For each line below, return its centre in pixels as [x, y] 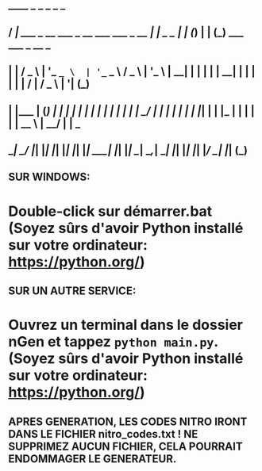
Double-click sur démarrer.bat [110, 211]
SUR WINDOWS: [49, 177]
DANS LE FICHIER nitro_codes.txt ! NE [103, 434]
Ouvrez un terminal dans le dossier [126, 325]
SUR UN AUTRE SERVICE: [72, 291]
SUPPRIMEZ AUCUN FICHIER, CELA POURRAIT [126, 446]
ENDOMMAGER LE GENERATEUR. [92, 459]
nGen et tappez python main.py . [113, 342]
